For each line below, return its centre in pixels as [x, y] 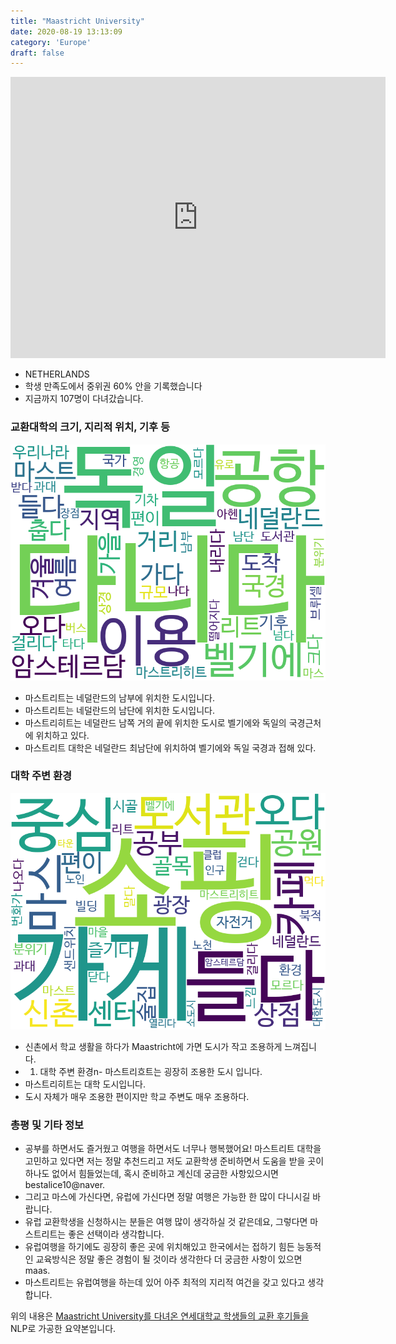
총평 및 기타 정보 [47, 1125]
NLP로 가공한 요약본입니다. [63, 1329]
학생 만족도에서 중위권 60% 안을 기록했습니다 [113, 386]
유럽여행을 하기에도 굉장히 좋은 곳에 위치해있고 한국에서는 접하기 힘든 [159, 1247]
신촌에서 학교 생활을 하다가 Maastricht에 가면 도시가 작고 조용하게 [153, 1046]
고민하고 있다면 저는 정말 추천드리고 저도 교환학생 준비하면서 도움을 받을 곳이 [174, 1161]
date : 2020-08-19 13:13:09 [66, 31]
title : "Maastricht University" [77, 21]
